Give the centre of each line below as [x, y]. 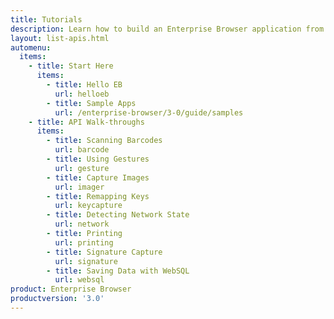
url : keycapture [88, 206]
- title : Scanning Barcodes [104, 141]
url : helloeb [82, 94]
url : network [82, 224]
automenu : [31, 47]
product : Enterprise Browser [71, 289]
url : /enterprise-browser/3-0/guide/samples [149, 112]
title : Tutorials [46, 19]
